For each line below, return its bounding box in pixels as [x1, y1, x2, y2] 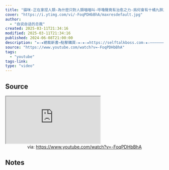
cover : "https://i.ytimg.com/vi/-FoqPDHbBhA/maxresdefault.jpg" [5, 12, 143, 17]
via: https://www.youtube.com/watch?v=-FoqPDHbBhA [27, 144, 142, 150]
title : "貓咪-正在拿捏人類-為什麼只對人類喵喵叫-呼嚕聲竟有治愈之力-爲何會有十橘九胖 [5, 7, 163, 13]
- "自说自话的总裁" [10, 21, 45, 27]
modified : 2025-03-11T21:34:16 [5, 31, 71, 36]
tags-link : [5, 59, 28, 64]
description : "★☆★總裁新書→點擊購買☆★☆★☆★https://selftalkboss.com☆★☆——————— [5, 40, 166, 45]
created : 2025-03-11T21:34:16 [5, 26, 69, 31]
